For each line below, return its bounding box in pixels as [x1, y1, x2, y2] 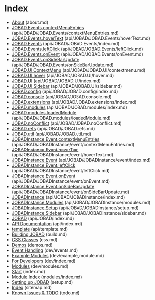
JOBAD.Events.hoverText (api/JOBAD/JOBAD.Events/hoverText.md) [11, 35, 150, 41]
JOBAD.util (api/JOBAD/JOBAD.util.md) [11, 131, 92, 137]
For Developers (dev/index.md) [11, 258, 76, 264]
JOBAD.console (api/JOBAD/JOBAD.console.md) [11, 93, 112, 100]
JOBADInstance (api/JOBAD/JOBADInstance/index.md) [11, 194, 125, 200]
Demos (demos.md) [11, 242, 53, 248]
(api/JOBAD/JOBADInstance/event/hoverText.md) [11, 151, 114, 157]
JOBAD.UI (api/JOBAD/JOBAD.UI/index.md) [11, 78, 101, 84]
